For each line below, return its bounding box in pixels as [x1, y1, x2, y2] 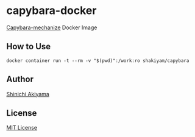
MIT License [6, 124, 38, 132]
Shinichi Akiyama [6, 90, 50, 97]
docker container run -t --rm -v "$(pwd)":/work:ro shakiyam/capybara [6, 57, 190, 64]
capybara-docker [6, 4, 97, 18]
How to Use [6, 41, 51, 52]
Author [6, 74, 34, 85]
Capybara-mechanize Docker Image [6, 24, 97, 31]
